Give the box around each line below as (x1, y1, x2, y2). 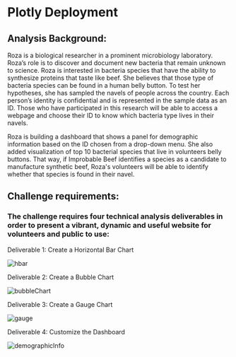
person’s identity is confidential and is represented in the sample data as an (7, 96, 228, 105)
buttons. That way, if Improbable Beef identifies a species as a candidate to (7, 155, 227, 163)
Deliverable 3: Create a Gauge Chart (7, 300, 113, 308)
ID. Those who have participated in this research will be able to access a (7, 104, 218, 112)
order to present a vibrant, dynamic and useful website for (7, 221, 212, 230)
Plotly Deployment (7, 4, 119, 21)
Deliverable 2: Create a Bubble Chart (7, 273, 114, 281)
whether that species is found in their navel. (7, 170, 135, 178)
